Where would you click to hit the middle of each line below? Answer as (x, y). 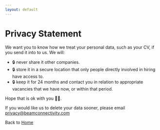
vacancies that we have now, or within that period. (62, 89)
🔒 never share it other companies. (46, 62)
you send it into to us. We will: (35, 52)
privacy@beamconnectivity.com (37, 113)
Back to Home (19, 122)
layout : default (21, 9)
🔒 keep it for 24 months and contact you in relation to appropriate (78, 82)
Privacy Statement (43, 33)
